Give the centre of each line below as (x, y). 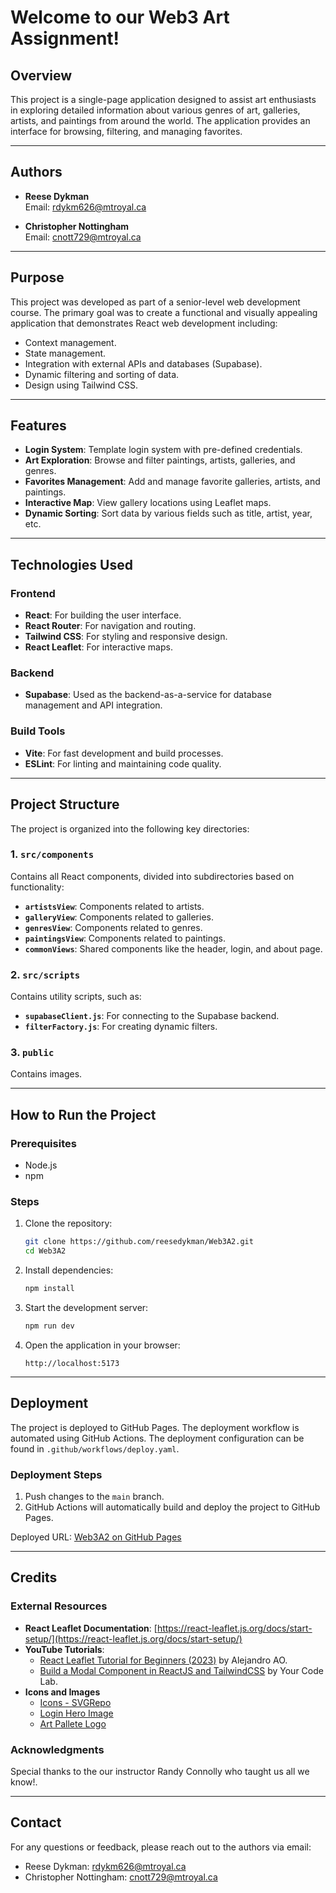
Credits (34, 1577)
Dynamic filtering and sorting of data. (102, 374)
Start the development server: (86, 1308)
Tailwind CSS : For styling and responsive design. (126, 637)
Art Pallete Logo (73, 1723)
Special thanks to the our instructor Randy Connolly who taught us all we (160, 1771)
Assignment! (65, 38)
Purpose (37, 277)
